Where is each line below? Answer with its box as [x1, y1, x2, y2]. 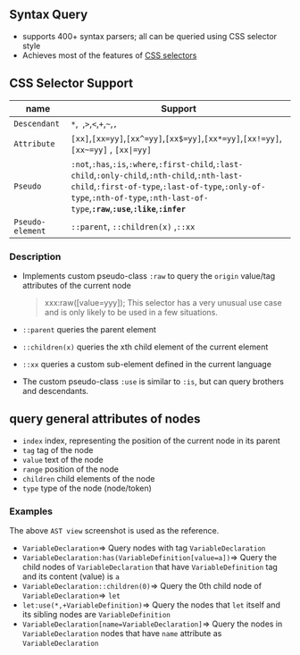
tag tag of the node [21, 444, 94, 455]
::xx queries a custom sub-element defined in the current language [21, 358, 272, 369]
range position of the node [21, 464, 119, 474]
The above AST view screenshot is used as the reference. [9, 525, 220, 536]
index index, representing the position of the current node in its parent [21, 435, 281, 446]
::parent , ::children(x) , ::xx [71, 220, 196, 232]
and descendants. [21, 385, 89, 396]
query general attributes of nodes [9, 411, 201, 427]
